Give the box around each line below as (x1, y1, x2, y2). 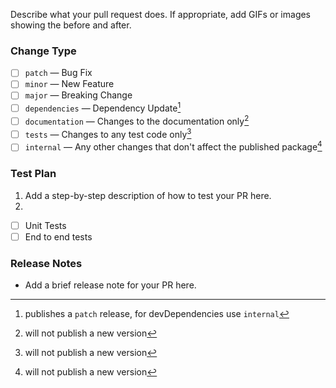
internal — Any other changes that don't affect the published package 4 (24, 139, 323, 153)
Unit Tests (24, 219, 67, 231)
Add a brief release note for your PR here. (24, 279, 197, 291)
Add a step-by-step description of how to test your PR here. (24, 189, 272, 201)
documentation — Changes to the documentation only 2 (24, 114, 250, 127)
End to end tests (24, 230, 93, 243)
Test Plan (10, 167, 57, 181)
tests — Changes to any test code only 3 (24, 126, 192, 140)
